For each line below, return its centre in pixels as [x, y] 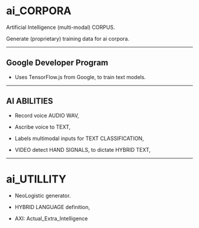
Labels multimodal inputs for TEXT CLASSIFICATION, [79, 138]
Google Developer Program [57, 63]
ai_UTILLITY [36, 179]
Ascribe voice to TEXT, [43, 127]
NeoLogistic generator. [43, 196]
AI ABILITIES [30, 101]
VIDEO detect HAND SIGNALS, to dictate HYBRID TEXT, [83, 149]
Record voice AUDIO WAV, [47, 115]
